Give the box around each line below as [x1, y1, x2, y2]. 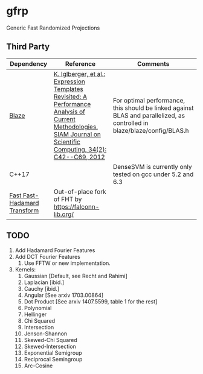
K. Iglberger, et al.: [53, 69, 106, 78]
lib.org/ [53, 210, 74, 218]
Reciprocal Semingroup [24, 355, 83, 363]
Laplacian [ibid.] [24, 279, 65, 286]
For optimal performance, [112, 96, 185, 104]
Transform [9, 206, 39, 215]
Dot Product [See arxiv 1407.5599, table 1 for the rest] [24, 297, 158, 305]
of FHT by [53, 195, 82, 203]
